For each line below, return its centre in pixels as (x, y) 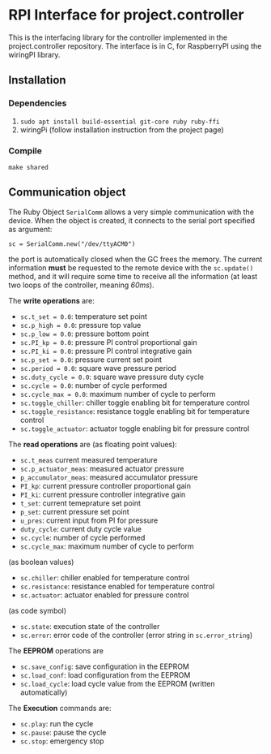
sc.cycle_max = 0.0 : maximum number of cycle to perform (118, 394)
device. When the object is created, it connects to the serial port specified (132, 220)
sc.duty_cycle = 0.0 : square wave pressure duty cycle (112, 377)
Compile (25, 150)
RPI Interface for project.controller (126, 15)
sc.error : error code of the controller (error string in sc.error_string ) (136, 635)
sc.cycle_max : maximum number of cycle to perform (107, 546)
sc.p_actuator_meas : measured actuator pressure (102, 468)
